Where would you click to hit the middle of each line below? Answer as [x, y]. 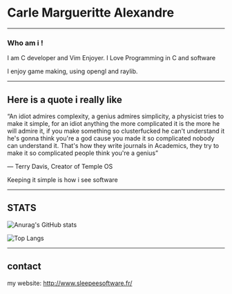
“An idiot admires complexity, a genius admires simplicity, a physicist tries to [116, 116]
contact [24, 267]
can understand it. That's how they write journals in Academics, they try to [113, 146]
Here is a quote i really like [65, 99]
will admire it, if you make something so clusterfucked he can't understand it [116, 131]
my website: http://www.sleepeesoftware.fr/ [70, 283]
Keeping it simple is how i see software [63, 180]
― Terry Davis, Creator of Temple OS [60, 167]
